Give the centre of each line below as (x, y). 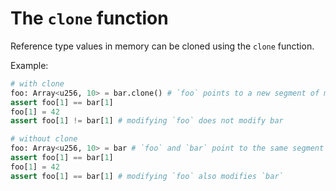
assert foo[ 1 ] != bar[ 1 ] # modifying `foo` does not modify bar (147, 121)
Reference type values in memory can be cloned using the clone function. (162, 46)
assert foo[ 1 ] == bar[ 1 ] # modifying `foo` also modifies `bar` (147, 176)
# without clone (44, 139)
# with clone (37, 83)
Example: (29, 65)
